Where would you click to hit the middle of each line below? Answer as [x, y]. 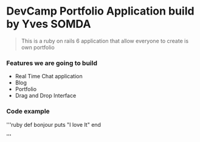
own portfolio [38, 47]
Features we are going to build [52, 63]
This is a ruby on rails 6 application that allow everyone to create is [105, 41]
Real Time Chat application [49, 76]
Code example [28, 112]
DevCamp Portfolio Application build [100, 11]
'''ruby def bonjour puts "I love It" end [54, 124]
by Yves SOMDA [49, 24]
